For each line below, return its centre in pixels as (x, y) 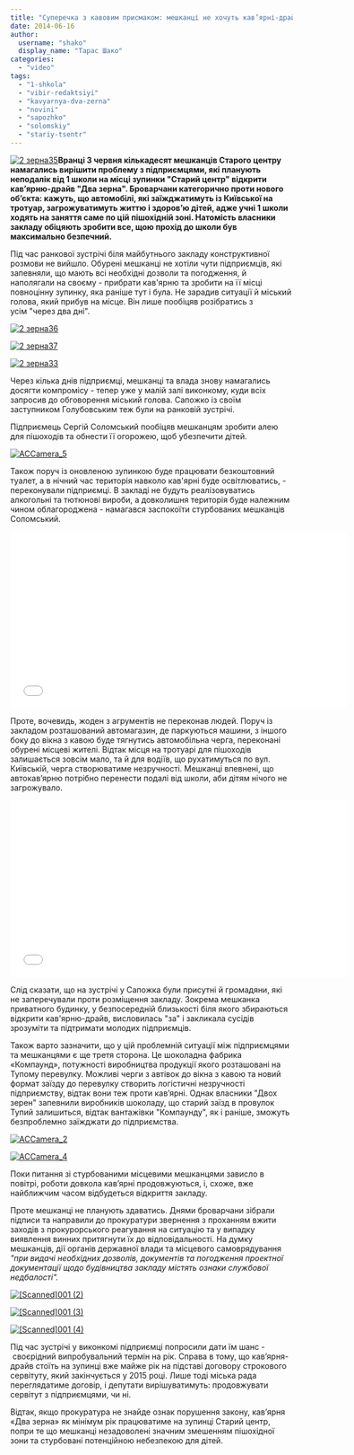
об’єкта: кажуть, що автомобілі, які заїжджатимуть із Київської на (142, 198)
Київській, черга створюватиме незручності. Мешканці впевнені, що (142, 768)
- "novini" (39, 110)
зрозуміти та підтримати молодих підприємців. (101, 1027)
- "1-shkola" (43, 84)
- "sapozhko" (43, 118)
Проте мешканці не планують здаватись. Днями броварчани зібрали (143, 1210)
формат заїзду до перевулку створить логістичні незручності (128, 1083)
